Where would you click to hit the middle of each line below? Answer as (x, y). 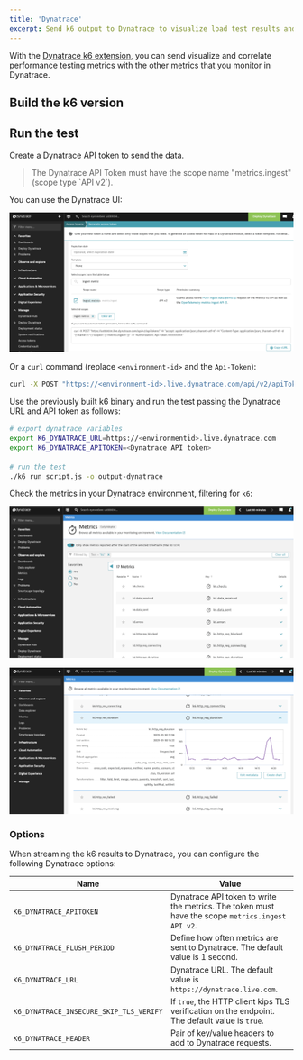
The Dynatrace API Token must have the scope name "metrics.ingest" (161, 172)
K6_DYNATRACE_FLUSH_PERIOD (64, 948)
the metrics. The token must (222, 906)
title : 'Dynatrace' (46, 19)
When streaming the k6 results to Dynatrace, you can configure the (134, 854)
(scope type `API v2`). (72, 182)
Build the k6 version (67, 102)
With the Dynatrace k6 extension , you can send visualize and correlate (141, 55)
